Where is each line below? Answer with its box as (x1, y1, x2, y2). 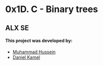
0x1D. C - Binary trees (5, 4, 98, 15)
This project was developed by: (5, 38, 73, 44)
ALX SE (5, 24, 29, 32)
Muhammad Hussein (12, 49, 56, 55)
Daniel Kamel (12, 54, 40, 60)
